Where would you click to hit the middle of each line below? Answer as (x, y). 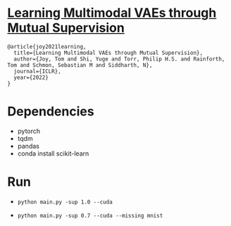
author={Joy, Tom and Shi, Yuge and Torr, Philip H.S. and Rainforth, (119, 59)
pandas (29, 146)
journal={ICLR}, (37, 71)
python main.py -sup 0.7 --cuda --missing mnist (90, 215)
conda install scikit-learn (53, 153)
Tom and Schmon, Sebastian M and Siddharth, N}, (80, 65)
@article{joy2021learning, (47, 46)
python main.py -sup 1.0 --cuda (65, 202)
